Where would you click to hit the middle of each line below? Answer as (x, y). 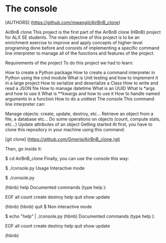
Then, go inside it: (24, 149)
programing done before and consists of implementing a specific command (82, 48)
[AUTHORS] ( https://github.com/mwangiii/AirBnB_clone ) (63, 22)
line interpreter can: (25, 104)
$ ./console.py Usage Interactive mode (45, 168)
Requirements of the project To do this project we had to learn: (69, 63)
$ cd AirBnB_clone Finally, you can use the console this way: (67, 158)
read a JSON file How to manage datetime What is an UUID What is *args (80, 88)
